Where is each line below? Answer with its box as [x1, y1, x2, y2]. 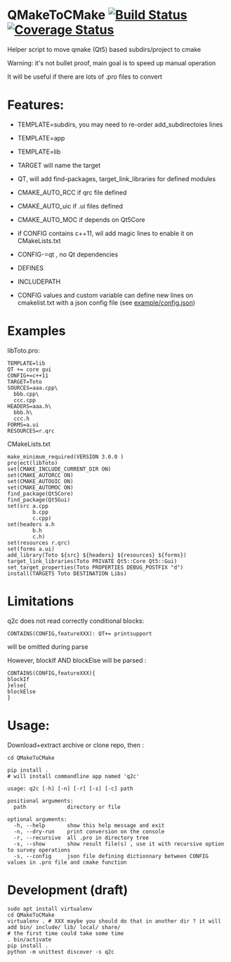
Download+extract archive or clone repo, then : [7, 741, 145, 749]
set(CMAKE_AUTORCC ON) [7, 471, 74, 479]
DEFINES [17, 263, 44, 272]
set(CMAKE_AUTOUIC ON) [7, 477, 74, 485]
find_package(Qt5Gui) [7, 496, 71, 503]
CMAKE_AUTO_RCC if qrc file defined [17, 188, 127, 197]
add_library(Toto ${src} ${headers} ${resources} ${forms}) [7, 551, 187, 558]
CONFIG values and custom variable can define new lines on [17, 291, 193, 299]
